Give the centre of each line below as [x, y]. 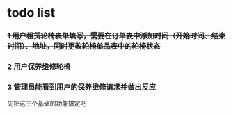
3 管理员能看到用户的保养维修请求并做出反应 [82, 87]
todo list [31, 13]
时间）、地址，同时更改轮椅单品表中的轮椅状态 [84, 47]
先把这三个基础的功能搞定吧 [47, 104]
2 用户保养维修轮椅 [39, 67]
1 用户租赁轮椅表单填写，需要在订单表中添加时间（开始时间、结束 [116, 36]
